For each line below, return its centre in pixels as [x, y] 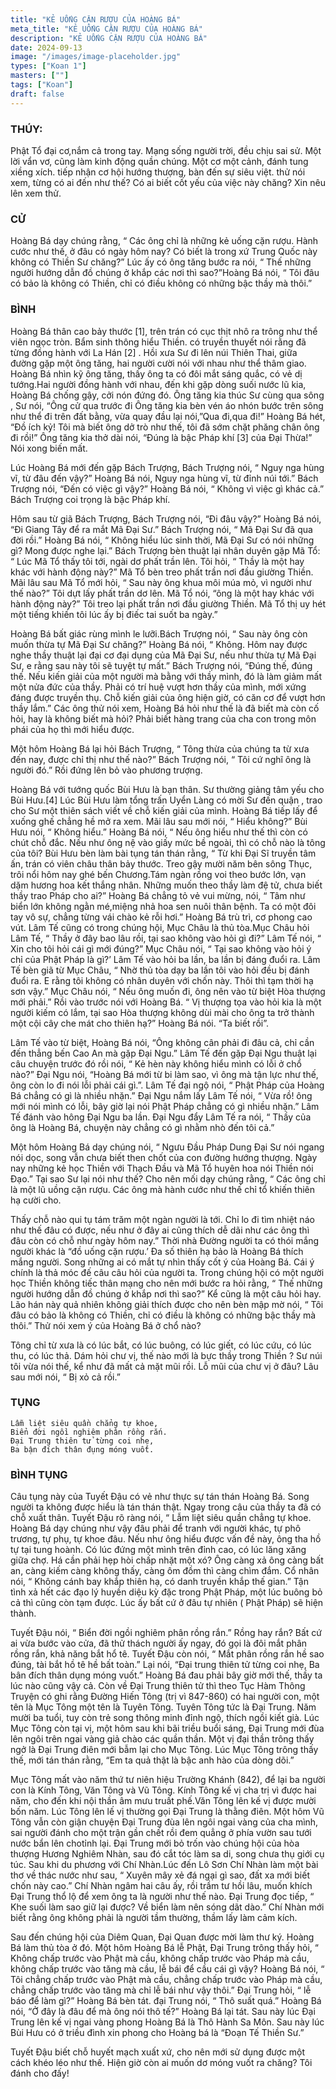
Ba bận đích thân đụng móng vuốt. [82, 1449]
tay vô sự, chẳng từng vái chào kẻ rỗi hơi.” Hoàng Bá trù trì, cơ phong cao [161, 917]
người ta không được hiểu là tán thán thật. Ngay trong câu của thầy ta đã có [166, 1507]
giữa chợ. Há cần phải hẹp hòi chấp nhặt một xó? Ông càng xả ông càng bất [167, 1560]
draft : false [37, 94]
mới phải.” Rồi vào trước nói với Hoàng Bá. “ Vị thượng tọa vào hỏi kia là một [166, 1002]
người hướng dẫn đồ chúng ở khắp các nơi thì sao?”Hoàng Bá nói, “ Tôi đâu [165, 273]
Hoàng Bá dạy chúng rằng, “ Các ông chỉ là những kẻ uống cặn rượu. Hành [164, 241]
